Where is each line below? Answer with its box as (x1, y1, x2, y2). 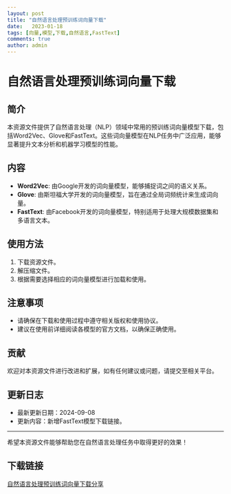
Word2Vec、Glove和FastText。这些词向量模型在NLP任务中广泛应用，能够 (12, 131, 221, 140)
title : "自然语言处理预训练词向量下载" (7, 17, 107, 23)
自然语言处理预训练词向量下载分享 (7, 480, 104, 488)
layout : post (7, 10, 45, 17)
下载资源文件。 (16, 257, 60, 266)
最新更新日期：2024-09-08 (16, 409, 96, 417)
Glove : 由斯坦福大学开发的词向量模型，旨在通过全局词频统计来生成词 (16, 190, 212, 198)
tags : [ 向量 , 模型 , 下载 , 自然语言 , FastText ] (7, 29, 120, 36)
